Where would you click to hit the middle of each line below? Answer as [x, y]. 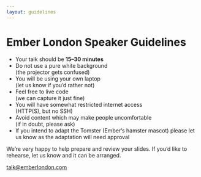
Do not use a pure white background [61, 65]
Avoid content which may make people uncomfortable [83, 117]
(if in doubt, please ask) [45, 124]
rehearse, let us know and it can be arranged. [64, 155]
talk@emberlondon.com [37, 167]
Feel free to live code [42, 92]
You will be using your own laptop [58, 78]
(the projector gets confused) [52, 72]
